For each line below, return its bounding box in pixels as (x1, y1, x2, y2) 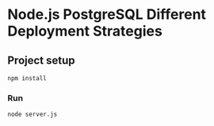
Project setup (7, 54, 76, 67)
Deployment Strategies (7, 22, 163, 40)
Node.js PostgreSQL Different (7, 6, 207, 24)
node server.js (7, 110, 58, 119)
